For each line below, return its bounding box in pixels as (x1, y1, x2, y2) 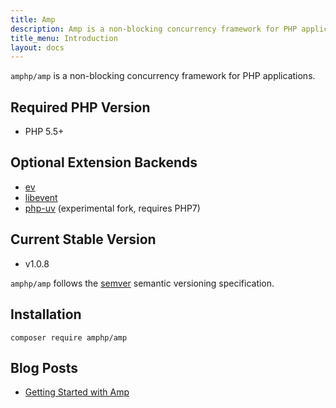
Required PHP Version (10, 99, 151, 116)
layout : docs (10, 42, 65, 53)
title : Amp (10, 14, 56, 25)
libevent (24, 191, 58, 203)
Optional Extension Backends (10, 154, 198, 171)
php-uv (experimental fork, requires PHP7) (24, 202, 201, 214)
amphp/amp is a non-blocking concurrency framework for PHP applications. (10, 70, 316, 82)
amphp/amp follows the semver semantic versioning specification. (10, 277, 275, 289)
